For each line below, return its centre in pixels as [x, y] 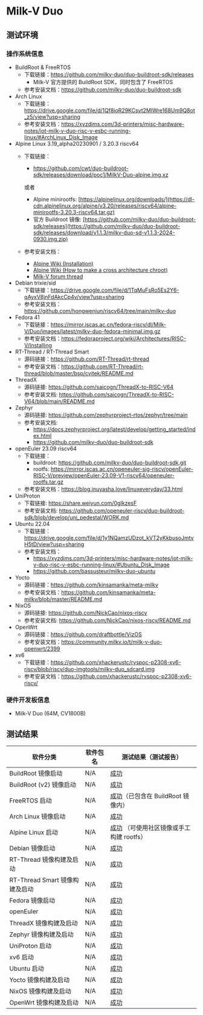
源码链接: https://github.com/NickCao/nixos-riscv [85, 613]
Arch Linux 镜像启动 [37, 816]
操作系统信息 [25, 54]
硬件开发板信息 [28, 700]
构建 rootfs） [128, 836]
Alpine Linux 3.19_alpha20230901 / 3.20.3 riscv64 [77, 143]
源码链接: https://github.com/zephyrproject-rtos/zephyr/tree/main [106, 415]
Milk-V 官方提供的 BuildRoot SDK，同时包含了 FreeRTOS [103, 82]
